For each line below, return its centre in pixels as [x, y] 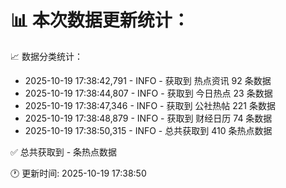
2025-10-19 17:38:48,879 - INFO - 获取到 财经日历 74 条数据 [148, 118]
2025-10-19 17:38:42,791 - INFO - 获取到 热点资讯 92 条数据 [148, 80]
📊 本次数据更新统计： [100, 20]
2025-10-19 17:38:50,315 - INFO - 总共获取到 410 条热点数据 [148, 130]
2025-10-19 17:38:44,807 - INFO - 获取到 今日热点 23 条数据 [148, 93]
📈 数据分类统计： [46, 56]
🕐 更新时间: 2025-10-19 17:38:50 [78, 173]
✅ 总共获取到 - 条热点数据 [64, 152]
